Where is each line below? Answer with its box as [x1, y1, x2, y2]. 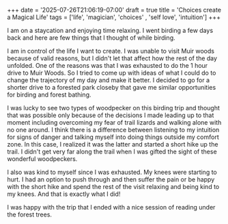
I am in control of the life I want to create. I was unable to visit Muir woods [7, 47, 215, 55]
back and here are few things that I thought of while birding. [7, 34, 175, 42]
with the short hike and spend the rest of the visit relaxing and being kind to [7, 183, 220, 190]
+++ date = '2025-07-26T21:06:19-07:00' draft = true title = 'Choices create [7, 6, 222, 14]
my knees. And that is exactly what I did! [7, 190, 121, 198]
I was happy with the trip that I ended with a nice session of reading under [7, 203, 216, 211]
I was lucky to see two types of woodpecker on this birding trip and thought [7, 104, 220, 112]
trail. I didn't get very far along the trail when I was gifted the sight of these [7, 147, 217, 155]
